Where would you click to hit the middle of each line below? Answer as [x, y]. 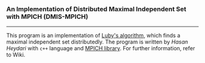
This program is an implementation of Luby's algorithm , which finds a [93, 36]
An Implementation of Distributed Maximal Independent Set [96, 9]
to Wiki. [16, 55]
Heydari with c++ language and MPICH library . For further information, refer [101, 48]
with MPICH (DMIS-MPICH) [47, 16]
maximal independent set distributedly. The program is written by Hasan [97, 42]
